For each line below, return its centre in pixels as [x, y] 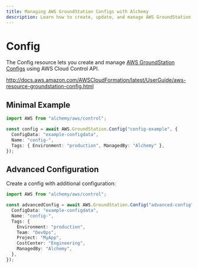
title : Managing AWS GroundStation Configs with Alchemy [77, 11]
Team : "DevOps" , [37, 232]
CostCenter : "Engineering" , [51, 243]
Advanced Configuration [52, 169]
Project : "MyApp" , [39, 238]
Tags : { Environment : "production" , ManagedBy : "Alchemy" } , [88, 145]
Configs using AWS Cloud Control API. [53, 69]
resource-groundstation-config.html [50, 87]
